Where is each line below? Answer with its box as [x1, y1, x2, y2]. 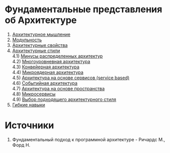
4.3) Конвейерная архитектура [12, 64, 80, 70]
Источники [5, 120, 54, 131]
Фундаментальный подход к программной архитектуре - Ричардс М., [12, 136, 165, 142]
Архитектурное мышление [12, 31, 71, 37]
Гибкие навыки [12, 101, 45, 108]
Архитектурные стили [12, 47, 60, 54]
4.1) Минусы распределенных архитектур [12, 53, 103, 59]
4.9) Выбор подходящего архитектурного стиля [12, 96, 116, 103]
